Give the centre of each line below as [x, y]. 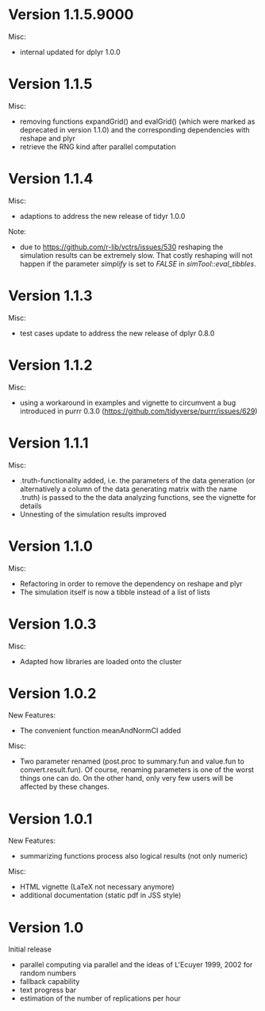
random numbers [48, 973]
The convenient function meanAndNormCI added [100, 731]
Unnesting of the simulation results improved [93, 514]
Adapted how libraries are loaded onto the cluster [101, 661]
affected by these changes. [64, 786]
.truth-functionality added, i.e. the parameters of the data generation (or [137, 480]
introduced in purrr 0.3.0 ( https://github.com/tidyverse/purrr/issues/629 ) [138, 411]
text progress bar [48, 990]
